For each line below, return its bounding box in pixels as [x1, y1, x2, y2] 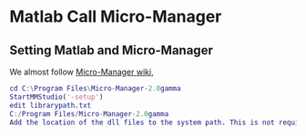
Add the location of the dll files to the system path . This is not [9, 118, 275, 127]
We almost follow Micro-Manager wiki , [9, 66, 154, 77]
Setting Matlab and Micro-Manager [9, 43, 214, 58]
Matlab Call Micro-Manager [9, 6, 222, 27]
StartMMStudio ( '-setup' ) [9, 92, 104, 102]
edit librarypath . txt [9, 101, 92, 110]
